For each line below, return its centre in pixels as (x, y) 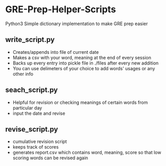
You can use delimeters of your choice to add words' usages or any (84, 68)
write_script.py (30, 40)
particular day (27, 108)
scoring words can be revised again (50, 158)
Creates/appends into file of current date (56, 52)
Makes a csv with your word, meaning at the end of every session (82, 57)
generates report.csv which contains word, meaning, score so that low (87, 153)
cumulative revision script (40, 141)
